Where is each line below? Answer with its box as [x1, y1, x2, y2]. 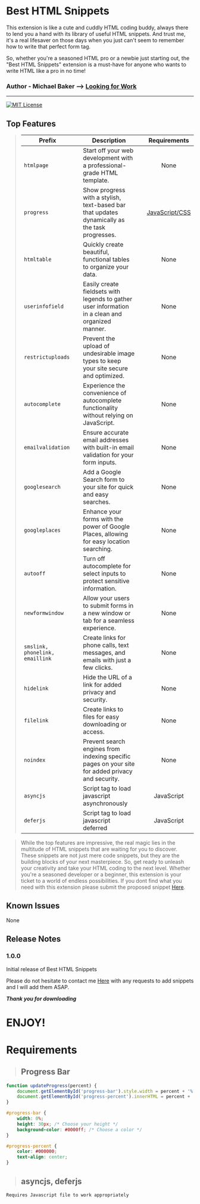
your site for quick [83, 483, 134, 491]
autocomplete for [83, 562, 131, 571]
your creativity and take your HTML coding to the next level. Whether [20, 864, 190, 872]
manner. [83, 325, 106, 333]
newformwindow [23, 610, 64, 617]
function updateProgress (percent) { [6, 1082, 97, 1089]
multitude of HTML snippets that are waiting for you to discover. [20, 846, 177, 853]
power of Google [83, 522, 130, 531]
